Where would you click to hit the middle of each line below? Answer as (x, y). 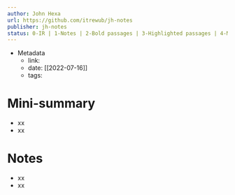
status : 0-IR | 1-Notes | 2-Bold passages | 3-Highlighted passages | (112, 33)
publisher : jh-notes (37, 27)
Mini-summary (51, 104)
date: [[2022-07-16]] (58, 68)
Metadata (31, 53)
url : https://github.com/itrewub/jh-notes (70, 20)
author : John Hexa (34, 14)
